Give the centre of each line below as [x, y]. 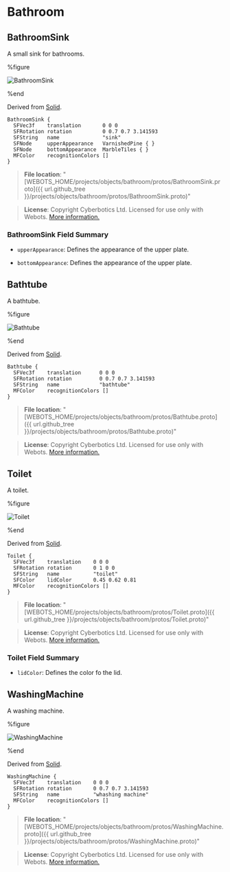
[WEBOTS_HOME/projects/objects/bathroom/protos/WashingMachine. [124, 827]
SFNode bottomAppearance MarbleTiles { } [81, 150]
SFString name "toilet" [66, 574]
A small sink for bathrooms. [46, 54]
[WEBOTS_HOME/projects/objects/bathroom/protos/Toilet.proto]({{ [119, 612]
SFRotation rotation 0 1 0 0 [64, 568]
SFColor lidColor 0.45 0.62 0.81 [75, 580]
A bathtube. [24, 301]
